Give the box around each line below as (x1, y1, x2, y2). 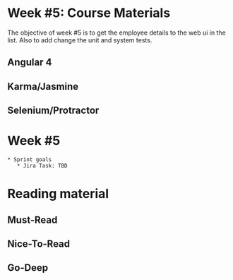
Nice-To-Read (7, 238, 71, 250)
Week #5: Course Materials (7, 5, 171, 21)
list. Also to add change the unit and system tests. (7, 35, 153, 44)
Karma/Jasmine (7, 80, 79, 93)
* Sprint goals (7, 156, 52, 163)
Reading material (7, 186, 109, 202)
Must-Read (7, 214, 58, 226)
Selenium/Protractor (7, 105, 100, 117)
